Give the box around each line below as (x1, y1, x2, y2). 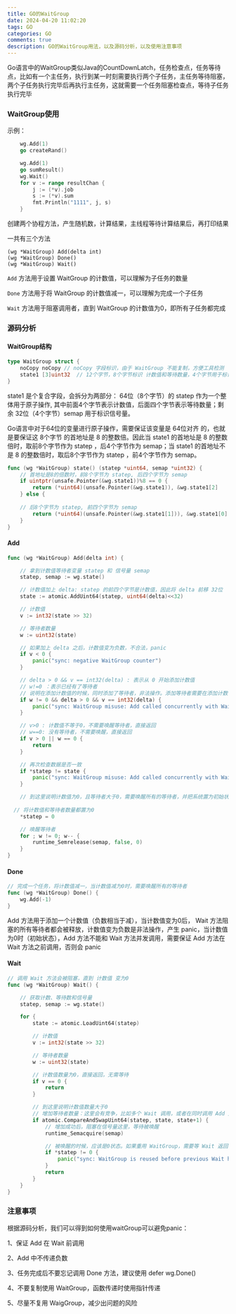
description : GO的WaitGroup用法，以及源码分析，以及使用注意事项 (7, 43, 183, 50)
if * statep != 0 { (44, 1149, 99, 1156)
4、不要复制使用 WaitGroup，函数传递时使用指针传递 (7, 1284, 161, 1292)
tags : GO (7, 23, 33, 30)
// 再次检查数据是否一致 (20, 761, 82, 768)
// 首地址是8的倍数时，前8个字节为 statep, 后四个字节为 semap (20, 471, 188, 478)
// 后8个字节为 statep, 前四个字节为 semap (20, 503, 138, 511)
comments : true (7, 37, 52, 44)
